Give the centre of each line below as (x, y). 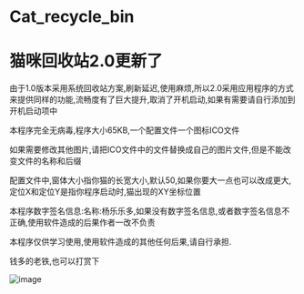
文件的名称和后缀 (49, 161)
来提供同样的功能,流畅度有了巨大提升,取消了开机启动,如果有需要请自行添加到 (152, 100)
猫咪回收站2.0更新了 (86, 61)
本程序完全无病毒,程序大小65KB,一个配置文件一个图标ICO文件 (125, 130)
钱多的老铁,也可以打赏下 (55, 261)
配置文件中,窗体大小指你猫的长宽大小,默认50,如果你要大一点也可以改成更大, (150, 180)
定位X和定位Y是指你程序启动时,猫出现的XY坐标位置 (106, 192)
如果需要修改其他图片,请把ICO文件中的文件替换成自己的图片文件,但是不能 (147, 150)
